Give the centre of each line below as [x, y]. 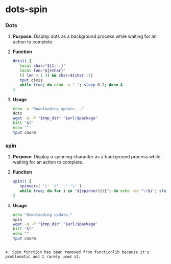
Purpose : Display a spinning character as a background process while [87, 157]
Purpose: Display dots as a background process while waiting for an [85, 36]
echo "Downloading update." [42, 215]
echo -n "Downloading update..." [48, 109]
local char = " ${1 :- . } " [43, 66]
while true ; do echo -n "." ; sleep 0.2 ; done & [71, 85]
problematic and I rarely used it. [43, 256]
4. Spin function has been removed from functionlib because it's [77, 252]
